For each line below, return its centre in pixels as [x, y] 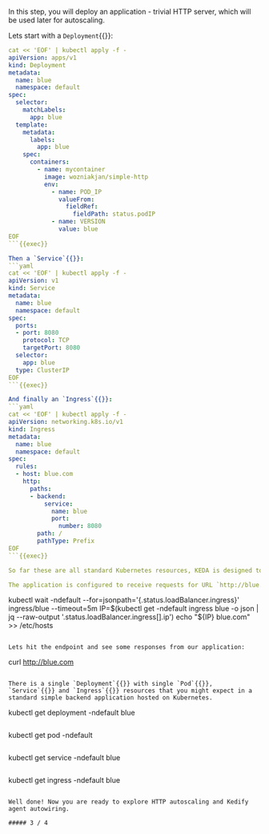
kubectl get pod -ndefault [51, 735]
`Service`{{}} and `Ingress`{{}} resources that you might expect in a [130, 691]
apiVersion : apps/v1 [43, 58]
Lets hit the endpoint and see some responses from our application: [127, 647]
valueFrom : [76, 199]
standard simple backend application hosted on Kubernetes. [111, 698]
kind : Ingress [32, 429]
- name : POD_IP [76, 191]
